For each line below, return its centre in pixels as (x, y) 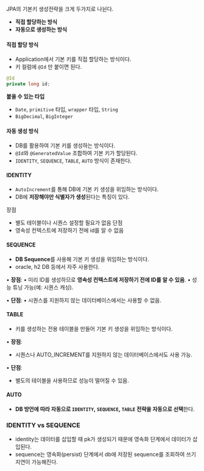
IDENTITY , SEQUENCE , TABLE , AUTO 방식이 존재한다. (73, 161)
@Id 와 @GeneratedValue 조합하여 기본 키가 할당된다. (76, 153)
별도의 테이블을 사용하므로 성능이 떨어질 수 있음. (72, 380)
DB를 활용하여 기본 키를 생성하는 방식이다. (65, 145)
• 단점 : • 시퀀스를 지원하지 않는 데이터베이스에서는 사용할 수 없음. (84, 300)
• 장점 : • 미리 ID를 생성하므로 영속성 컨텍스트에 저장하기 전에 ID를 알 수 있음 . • (98, 279)
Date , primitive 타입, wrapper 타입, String (67, 109)
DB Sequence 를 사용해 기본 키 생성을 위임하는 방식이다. (82, 259)
